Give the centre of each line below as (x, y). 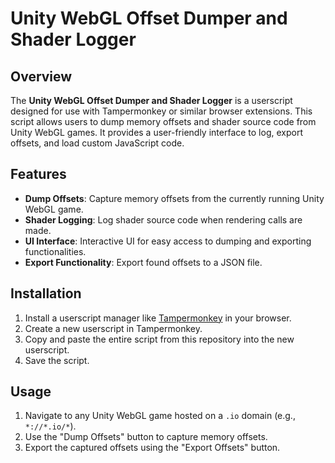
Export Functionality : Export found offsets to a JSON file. (143, 262)
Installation (46, 293)
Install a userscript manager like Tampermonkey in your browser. (158, 318)
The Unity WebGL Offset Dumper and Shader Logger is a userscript (151, 100)
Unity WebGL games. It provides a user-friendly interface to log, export (156, 132)
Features (38, 174)
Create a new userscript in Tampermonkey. (113, 328)
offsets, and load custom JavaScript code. (97, 143)
